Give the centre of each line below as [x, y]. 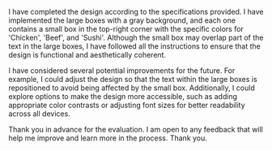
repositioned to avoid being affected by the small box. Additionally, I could [132, 88]
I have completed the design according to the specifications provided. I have [136, 12]
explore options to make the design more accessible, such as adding [123, 96]
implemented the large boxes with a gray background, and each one [122, 20]
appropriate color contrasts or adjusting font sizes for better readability [127, 105]
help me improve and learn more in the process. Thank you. [108, 138]
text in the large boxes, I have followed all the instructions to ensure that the [135, 46]
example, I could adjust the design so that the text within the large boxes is [133, 79]
